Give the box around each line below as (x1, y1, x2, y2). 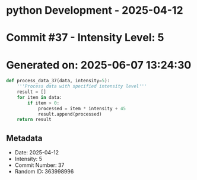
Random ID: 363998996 (14, 168, 74, 175)
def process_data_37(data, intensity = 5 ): (6, 78, 110, 84)
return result (17, 117, 52, 123)
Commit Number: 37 (14, 162, 65, 169)
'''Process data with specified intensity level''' (17, 83, 147, 89)
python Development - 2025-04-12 (6, 4, 183, 17)
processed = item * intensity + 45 (37, 105, 126, 111)
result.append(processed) (37, 111, 102, 117)
